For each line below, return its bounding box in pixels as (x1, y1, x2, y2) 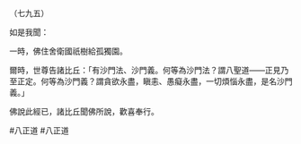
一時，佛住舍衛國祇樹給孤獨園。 (9, 46, 128, 56)
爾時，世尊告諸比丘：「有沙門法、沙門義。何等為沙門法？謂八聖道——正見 (9, 65, 281, 75)
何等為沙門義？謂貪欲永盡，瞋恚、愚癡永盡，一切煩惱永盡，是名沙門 (40, 76, 293, 87)
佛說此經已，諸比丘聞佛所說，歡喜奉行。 (9, 106, 159, 116)
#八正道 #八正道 (9, 125, 69, 136)
